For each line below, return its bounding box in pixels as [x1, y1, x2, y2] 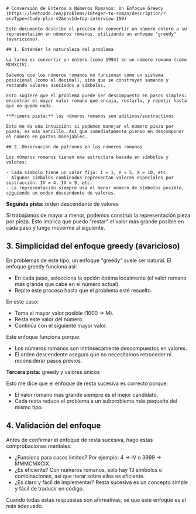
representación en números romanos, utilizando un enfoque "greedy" [6, 31, 177, 37]
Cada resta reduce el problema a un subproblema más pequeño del [14, 397, 177, 404]
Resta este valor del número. [14, 315, 84, 322]
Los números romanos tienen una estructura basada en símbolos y [6, 154, 169, 160]
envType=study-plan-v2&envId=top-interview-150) [6, 16, 127, 22]
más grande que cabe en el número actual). [14, 280, 120, 287]
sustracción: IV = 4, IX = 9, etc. [6, 180, 93, 186]
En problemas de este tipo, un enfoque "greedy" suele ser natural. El [6, 257, 171, 264]
